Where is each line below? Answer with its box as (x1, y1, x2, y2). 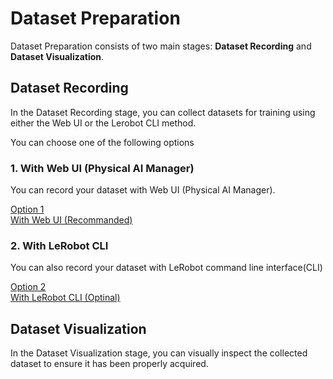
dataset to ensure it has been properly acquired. (10, 358, 209, 370)
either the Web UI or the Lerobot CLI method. (10, 117, 197, 129)
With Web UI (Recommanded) (10, 214, 133, 226)
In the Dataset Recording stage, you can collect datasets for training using (10, 106, 316, 118)
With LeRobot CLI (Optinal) (10, 292, 121, 304)
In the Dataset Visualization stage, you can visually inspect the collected (10, 347, 308, 359)
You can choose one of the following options (10, 136, 195, 148)
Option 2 (10, 281, 47, 293)
